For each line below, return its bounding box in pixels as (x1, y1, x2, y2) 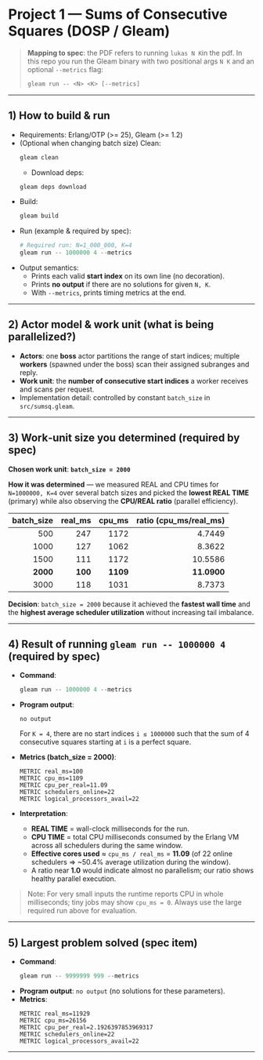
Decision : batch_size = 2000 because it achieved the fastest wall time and (8, 599, 250, 609)
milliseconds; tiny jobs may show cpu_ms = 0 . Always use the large (27, 898, 243, 907)
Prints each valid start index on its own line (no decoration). (31, 271, 225, 280)
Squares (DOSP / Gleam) (8, 22, 171, 40)
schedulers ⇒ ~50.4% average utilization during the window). (31, 858, 231, 867)
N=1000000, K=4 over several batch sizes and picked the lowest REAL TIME (8, 488, 250, 497)
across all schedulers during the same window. (31, 841, 183, 851)
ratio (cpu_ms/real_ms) (136, 515, 225, 526)
